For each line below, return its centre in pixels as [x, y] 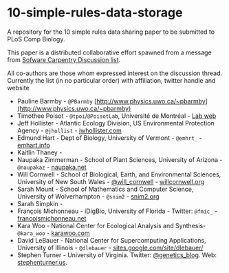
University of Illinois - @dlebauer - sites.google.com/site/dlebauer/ [110, 247]
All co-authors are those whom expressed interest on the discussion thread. [115, 73]
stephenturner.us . [42, 262]
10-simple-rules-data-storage [95, 13]
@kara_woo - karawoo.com [53, 233]
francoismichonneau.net [52, 218]
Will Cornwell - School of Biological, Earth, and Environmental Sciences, [119, 174]
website [18, 88]
